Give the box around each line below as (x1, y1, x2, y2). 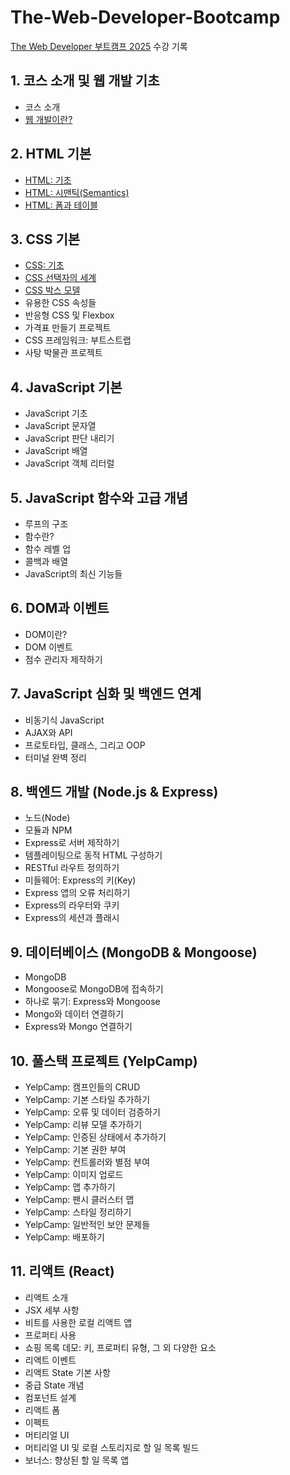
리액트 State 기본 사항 (24, 1366, 111, 1378)
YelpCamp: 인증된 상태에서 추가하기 (24, 1131, 167, 1143)
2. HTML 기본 (10, 146, 92, 163)
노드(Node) (24, 812, 71, 824)
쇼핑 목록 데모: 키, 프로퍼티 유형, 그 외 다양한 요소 (24, 1341, 217, 1353)
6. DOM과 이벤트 (10, 600, 110, 617)
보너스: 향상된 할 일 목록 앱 (24, 1454, 130, 1466)
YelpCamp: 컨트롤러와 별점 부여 (24, 1156, 151, 1168)
